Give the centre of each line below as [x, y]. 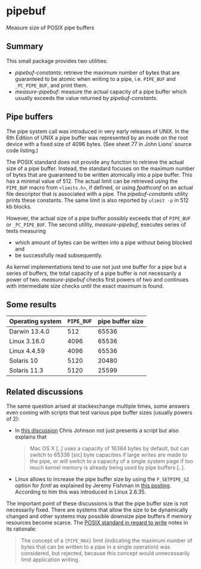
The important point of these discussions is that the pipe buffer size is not [97, 504]
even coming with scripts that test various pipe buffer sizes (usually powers [99, 413]
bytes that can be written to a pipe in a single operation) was [95, 547]
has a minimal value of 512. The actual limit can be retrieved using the [92, 181]
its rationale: [22, 529]
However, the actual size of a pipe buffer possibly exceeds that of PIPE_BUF [99, 218]
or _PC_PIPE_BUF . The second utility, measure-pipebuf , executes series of [96, 224]
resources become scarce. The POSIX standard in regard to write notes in [97, 523]
